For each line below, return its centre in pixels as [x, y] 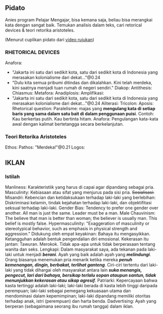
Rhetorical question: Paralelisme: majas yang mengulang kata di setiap [84, 109]
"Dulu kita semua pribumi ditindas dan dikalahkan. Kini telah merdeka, [82, 83]
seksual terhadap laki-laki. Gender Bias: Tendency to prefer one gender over [82, 208]
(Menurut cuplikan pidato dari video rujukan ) [50, 39]
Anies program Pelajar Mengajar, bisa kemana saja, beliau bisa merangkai [79, 20]
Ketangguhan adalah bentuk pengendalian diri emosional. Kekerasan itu [77, 239]
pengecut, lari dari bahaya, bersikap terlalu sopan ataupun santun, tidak [81, 275]
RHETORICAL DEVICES [32, 52]
